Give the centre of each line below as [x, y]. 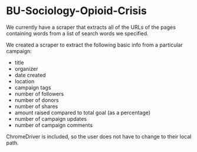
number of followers [39, 94]
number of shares [36, 106]
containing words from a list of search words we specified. [77, 33]
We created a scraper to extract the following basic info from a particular [94, 45]
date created [30, 75]
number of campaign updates [51, 118]
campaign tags [33, 87]
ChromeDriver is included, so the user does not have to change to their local [99, 136]
